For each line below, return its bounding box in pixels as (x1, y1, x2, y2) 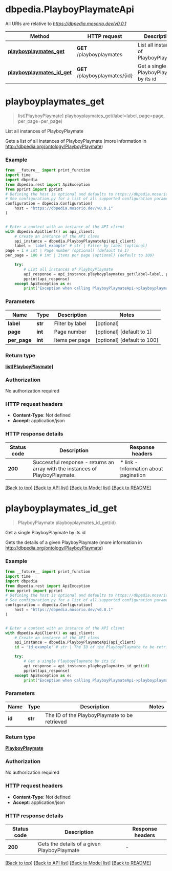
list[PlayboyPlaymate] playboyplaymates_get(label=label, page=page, (17, 113, 165, 119)
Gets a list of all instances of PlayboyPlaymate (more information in (5, 138, 147, 144)
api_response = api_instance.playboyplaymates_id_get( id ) (24, 663, 150, 668)
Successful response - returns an (32, 459, 114, 466)
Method (30, 32, 50, 39)
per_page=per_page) (17, 118, 63, 124)
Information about (120, 465, 163, 472)
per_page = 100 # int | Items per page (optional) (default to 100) (5, 253, 155, 258)
